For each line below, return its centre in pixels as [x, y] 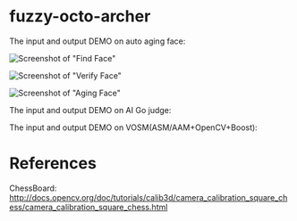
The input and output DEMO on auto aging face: [98, 41]
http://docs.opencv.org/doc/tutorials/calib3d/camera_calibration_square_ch [148, 197]
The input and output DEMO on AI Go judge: [90, 110]
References [53, 164]
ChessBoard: [33, 188]
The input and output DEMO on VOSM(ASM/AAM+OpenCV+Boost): [133, 127]
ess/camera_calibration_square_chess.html [89, 207]
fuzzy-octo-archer [80, 16]
